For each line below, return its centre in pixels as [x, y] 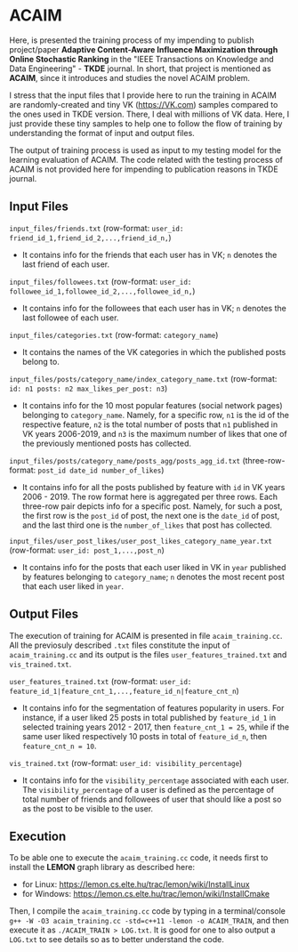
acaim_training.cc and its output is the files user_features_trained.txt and [148, 654]
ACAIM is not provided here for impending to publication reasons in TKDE [144, 169]
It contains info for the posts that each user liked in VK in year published [154, 567]
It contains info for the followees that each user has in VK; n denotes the [154, 308]
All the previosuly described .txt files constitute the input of [120, 645]
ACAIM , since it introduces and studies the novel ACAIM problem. [130, 77]
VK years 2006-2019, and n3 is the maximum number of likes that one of [154, 433]
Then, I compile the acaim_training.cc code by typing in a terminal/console [148, 911]
